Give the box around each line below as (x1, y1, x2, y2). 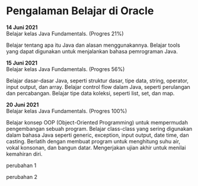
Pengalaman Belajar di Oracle (6, 4, 154, 18)
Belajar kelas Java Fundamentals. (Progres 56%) (6, 65, 125, 72)
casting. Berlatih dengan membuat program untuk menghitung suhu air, (6, 137, 181, 145)
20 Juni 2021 (6, 101, 39, 108)
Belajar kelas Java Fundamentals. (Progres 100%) (6, 107, 127, 114)
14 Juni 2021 (6, 24, 38, 31)
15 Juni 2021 (6, 59, 37, 66)
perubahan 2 (6, 173, 37, 180)
